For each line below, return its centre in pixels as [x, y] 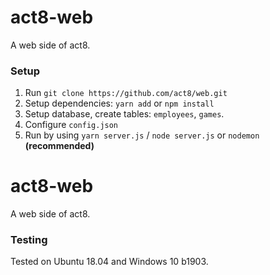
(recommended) [59, 146]
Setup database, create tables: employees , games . [124, 114]
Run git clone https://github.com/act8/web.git [126, 93]
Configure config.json [71, 125]
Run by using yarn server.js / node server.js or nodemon [142, 135]
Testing [29, 240]
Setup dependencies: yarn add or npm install [119, 103]
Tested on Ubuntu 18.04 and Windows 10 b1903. [109, 262]
